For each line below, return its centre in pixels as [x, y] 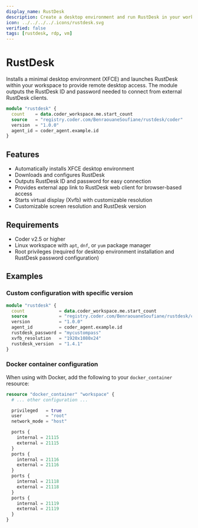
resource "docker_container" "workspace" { [60, 394]
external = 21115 [38, 443]
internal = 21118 [38, 481]
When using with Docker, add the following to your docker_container [89, 377]
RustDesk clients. [27, 98]
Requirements [32, 225]
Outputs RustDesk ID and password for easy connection [83, 181]
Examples [24, 276]
